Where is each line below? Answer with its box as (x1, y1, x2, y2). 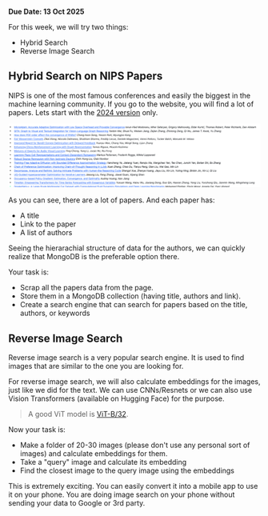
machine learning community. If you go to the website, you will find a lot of (8, 99, 254, 109)
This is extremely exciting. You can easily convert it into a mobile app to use (8, 482, 258, 491)
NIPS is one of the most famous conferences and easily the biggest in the (8, 90, 250, 100)
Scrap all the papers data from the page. (19, 283, 154, 293)
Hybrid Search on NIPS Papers (8, 70, 163, 83)
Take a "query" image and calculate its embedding (19, 458, 187, 467)
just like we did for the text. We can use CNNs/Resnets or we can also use (8, 386, 253, 395)
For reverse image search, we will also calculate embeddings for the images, (8, 377, 261, 386)
